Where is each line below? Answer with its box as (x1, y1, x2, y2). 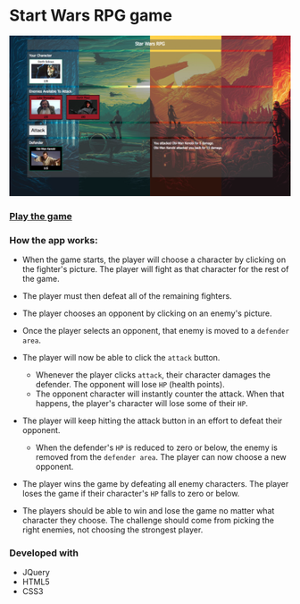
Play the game (9, 209, 73, 222)
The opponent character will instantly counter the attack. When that (35, 388, 285, 399)
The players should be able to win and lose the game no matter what (21, 506, 275, 516)
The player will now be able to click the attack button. (21, 353, 221, 363)
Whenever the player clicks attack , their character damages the (35, 370, 271, 380)
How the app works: (9, 234, 98, 246)
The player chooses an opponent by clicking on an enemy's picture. (21, 308, 272, 319)
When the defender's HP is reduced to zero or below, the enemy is (35, 442, 279, 453)
